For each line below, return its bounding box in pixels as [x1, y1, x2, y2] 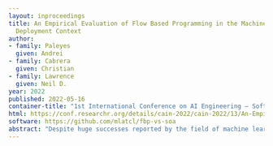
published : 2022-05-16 [8, 95, 85, 103]
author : [8, 34, 35, 43]
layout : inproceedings [8, 11, 85, 20]
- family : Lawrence [8, 72, 75, 80]
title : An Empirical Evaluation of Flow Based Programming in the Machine [8, 19, 267, 28]
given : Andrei [15, 49, 63, 58]
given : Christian [15, 65, 75, 73]
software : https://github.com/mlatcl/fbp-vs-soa [8, 118, 176, 126]
